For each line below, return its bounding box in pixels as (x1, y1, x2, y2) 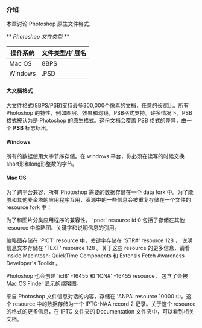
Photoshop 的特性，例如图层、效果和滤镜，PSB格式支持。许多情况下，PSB (6, 109, 193, 116)
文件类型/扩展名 (41, 49, 86, 57)
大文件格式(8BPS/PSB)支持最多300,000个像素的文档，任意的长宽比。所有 (6, 101, 189, 109)
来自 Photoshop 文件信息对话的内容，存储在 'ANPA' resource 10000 (6, 292, 175, 300)
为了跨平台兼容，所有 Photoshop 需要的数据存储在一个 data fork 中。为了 (6, 188, 189, 196)
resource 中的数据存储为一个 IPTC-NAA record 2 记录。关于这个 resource (13, 300, 196, 307)
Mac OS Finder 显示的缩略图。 (6, 280, 82, 287)
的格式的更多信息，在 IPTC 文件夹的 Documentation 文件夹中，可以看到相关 (6, 307, 194, 315)
